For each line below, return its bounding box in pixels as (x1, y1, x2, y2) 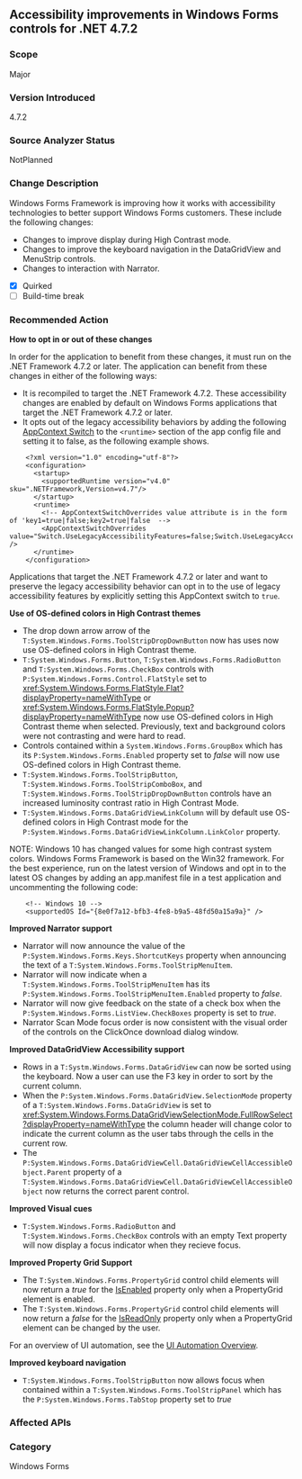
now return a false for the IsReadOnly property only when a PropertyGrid (22, 1313, 293, 1323)
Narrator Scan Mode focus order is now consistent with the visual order (22, 1017, 288, 1027)
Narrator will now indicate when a (22, 969, 147, 979)
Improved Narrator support (9, 923, 112, 933)
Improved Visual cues (9, 1204, 93, 1213)
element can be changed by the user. (22, 1322, 161, 1333)
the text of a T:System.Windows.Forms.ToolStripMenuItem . (22, 960, 234, 970)
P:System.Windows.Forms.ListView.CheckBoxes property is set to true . (22, 1007, 277, 1018)
